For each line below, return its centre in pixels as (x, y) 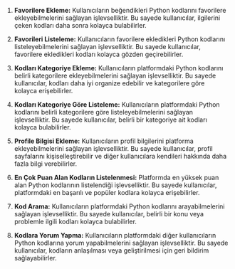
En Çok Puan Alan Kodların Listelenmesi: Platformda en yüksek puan (116, 178)
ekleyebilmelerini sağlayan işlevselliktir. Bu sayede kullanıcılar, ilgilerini (117, 18)
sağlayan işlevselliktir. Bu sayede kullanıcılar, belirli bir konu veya (109, 214)
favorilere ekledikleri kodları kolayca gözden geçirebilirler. (99, 54)
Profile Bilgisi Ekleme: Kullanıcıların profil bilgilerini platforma (104, 141)
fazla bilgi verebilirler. (45, 164)
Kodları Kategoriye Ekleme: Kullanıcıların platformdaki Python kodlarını (119, 68)
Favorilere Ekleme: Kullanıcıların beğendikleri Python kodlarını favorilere (120, 10)
